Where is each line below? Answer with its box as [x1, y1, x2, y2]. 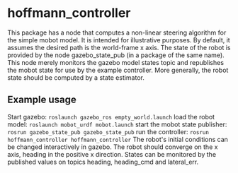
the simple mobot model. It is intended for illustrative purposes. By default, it [7, 35, 230, 44]
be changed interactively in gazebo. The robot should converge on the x [7, 143, 218, 151]
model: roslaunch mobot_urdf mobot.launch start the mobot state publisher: [7, 120, 227, 129]
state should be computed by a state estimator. [7, 73, 145, 82]
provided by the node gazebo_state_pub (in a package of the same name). [7, 51, 225, 59]
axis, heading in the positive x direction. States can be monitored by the [7, 150, 217, 158]
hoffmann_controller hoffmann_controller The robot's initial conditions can [7, 135, 229, 143]
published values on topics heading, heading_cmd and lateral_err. [7, 157, 199, 166]
